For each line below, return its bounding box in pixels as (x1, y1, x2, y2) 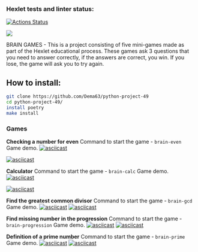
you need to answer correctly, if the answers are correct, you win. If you (6, 54, 185, 61)
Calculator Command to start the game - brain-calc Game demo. (6, 167, 169, 175)
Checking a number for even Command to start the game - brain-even (6, 138, 182, 145)
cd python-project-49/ (6, 99, 63, 105)
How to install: (6, 77, 61, 88)
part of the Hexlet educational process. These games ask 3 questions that (6, 47, 190, 55)
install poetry (6, 104, 44, 111)
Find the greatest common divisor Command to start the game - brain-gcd (6, 197, 193, 204)
